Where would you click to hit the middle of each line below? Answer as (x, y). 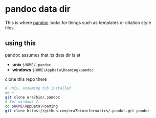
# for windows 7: (23, 102)
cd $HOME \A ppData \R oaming (31, 106)
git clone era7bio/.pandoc (33, 97)
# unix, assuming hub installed (38, 88)
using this (21, 43)
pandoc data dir (38, 9)
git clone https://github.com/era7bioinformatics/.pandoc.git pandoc (78, 111)
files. (10, 27)
